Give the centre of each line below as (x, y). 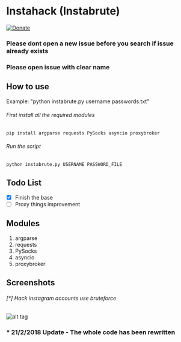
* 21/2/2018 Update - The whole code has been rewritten (91, 332)
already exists (27, 51)
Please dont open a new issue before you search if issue (90, 43)
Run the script (23, 147)
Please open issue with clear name (58, 67)
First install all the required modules (51, 115)
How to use (28, 87)
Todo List (24, 183)
